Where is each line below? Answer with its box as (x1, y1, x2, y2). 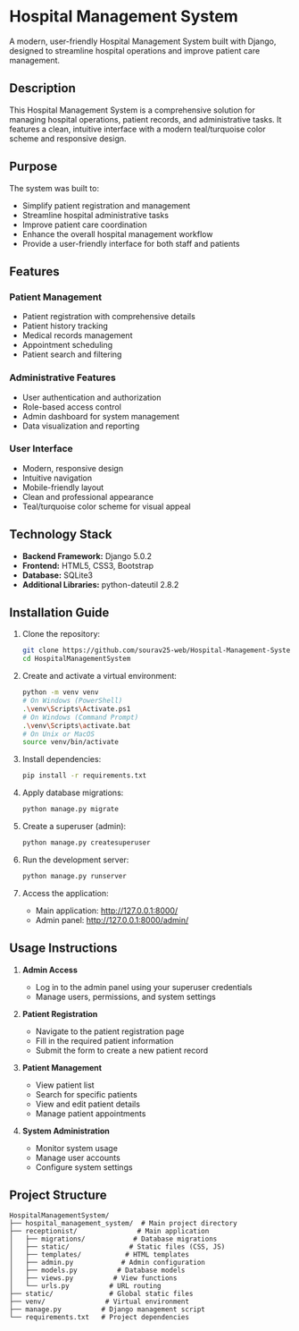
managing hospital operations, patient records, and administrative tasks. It (9, 114, 282, 124)
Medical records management (21, 330, 133, 341)
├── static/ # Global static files (9, 1290, 194, 1299)
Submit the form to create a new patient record (35, 1045, 208, 1055)
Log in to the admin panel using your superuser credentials (35, 981, 253, 992)
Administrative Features (9, 371, 116, 384)
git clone (21, 646, 60, 655)
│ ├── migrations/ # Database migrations (9, 1234, 218, 1244)
